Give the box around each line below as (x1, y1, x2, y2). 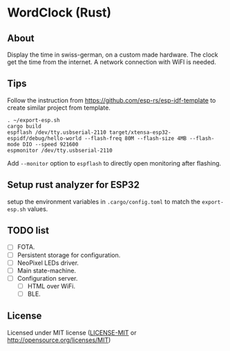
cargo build (7, 123, 41, 130)
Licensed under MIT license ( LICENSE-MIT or (7, 328, 137, 337)
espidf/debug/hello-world (7, 134, 82, 142)
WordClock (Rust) (7, 5, 112, 21)
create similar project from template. (7, 103, 111, 112)
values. (27, 205, 48, 213)
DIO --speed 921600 (22, 141, 79, 148)
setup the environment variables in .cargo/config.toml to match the (7, 197, 201, 205)
